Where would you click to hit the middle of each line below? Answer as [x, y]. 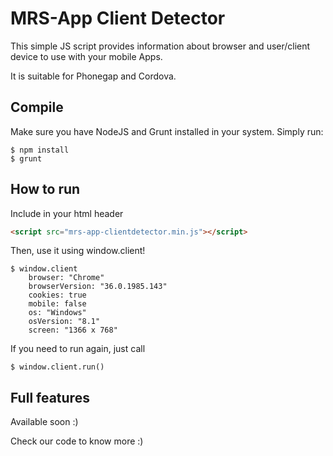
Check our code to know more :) [77, 441]
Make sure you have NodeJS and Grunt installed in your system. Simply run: [167, 131]
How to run [45, 189]
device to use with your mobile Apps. [86, 56]
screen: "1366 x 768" [73, 330]
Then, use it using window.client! [78, 251]
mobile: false [57, 304]
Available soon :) [44, 422]
